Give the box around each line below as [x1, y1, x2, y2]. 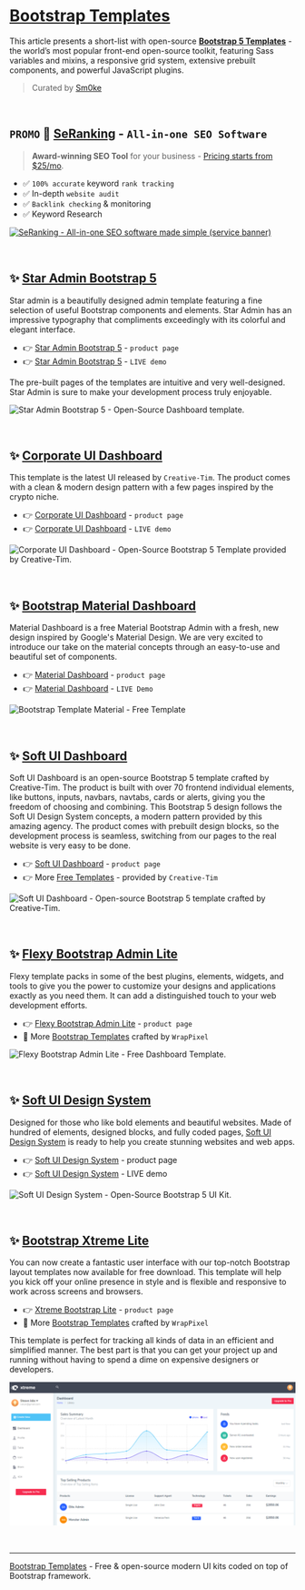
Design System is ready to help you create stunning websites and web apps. [9, 1136, 295, 1147]
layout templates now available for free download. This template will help [9, 1267, 282, 1278]
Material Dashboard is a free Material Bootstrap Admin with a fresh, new [9, 623, 280, 633]
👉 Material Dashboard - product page [22, 670, 166, 681]
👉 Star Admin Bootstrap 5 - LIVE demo [22, 356, 167, 367]
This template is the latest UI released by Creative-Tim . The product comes [9, 472, 290, 483]
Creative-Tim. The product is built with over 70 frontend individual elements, [9, 782, 295, 793]
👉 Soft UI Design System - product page [22, 1154, 178, 1165]
